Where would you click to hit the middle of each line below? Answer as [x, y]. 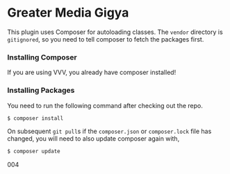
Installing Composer [42, 57]
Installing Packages [41, 90]
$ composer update [34, 151]
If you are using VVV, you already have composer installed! [92, 72]
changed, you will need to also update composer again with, [93, 139]
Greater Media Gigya [68, 13]
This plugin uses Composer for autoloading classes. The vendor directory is [115, 32]
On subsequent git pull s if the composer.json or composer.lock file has [109, 131]
